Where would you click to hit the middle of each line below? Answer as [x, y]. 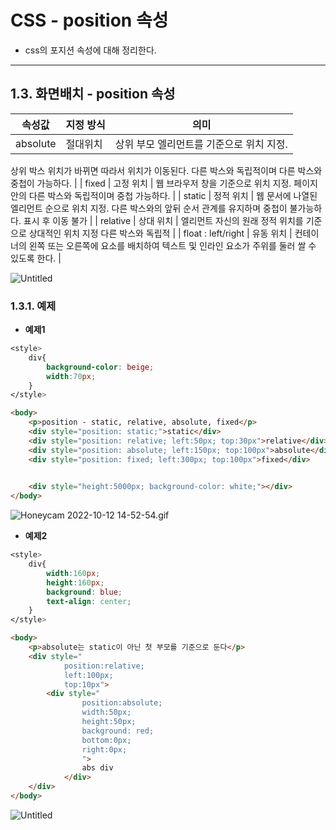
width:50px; [106, 712]
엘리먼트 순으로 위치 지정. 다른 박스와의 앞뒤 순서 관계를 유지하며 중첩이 [149, 208]
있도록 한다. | [36, 258]
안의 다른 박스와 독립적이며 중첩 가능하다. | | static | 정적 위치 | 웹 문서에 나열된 [164, 195]
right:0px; [104, 749]
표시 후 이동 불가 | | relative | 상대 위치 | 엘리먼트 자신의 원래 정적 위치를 [163, 220]
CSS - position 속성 [89, 20]
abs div [97, 768]
